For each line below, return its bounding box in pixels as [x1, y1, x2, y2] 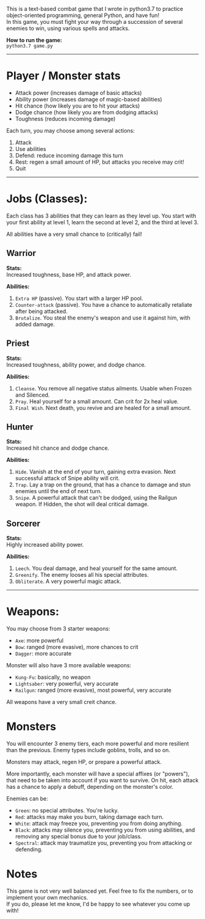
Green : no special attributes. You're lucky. [15, 807, 119, 814]
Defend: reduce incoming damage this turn [15, 152, 123, 159]
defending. [15, 846, 43, 853]
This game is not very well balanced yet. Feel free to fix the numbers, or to [6, 887, 193, 895]
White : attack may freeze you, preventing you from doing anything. [15, 820, 183, 827]
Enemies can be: [6, 795, 48, 802]
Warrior [6, 248, 37, 258]
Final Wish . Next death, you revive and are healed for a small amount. [15, 404, 192, 411]
